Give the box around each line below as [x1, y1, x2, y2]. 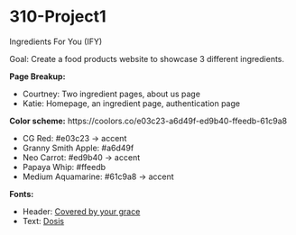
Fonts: [9, 188, 34, 199]
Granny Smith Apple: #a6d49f [22, 142, 134, 153]
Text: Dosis [22, 215, 65, 226]
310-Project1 [9, 6, 106, 27]
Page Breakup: [9, 70, 66, 82]
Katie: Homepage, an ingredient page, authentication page [22, 97, 241, 109]
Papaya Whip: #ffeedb [22, 161, 106, 172]
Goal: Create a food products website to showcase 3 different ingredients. [9, 53, 285, 64]
